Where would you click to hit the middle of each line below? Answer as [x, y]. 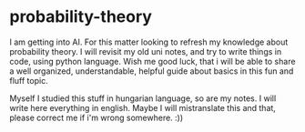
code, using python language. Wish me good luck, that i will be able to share [152, 61]
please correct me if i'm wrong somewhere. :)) [97, 117]
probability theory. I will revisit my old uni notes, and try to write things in [146, 51]
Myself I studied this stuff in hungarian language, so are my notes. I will [143, 98]
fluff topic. [29, 80]
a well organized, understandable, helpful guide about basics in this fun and [152, 71]
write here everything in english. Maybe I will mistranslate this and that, [142, 107]
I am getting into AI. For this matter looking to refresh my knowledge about [149, 42]
